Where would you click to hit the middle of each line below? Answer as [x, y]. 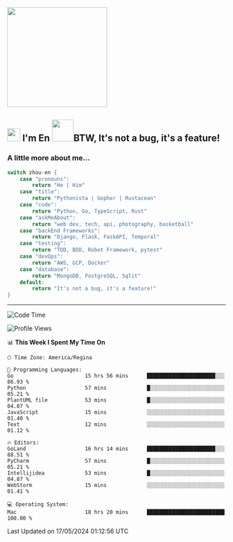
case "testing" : [43, 244]
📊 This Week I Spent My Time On [56, 343]
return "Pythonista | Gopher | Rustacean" [94, 198]
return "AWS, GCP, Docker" [71, 263]
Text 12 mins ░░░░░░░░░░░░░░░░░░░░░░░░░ [116, 425]
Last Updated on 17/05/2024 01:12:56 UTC [68, 532]
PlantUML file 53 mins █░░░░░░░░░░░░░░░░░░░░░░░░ [116, 400]
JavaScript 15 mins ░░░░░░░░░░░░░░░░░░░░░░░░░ [116, 413]
